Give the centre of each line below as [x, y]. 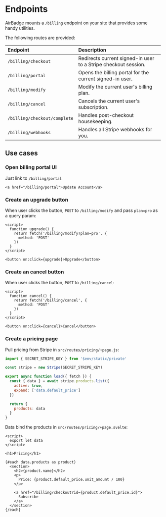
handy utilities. [20, 28]
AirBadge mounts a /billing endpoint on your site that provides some [76, 23]
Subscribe [28, 497]
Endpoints [26, 9]
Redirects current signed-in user [116, 58]
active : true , [28, 386]
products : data [30, 409]
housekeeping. [95, 121]
